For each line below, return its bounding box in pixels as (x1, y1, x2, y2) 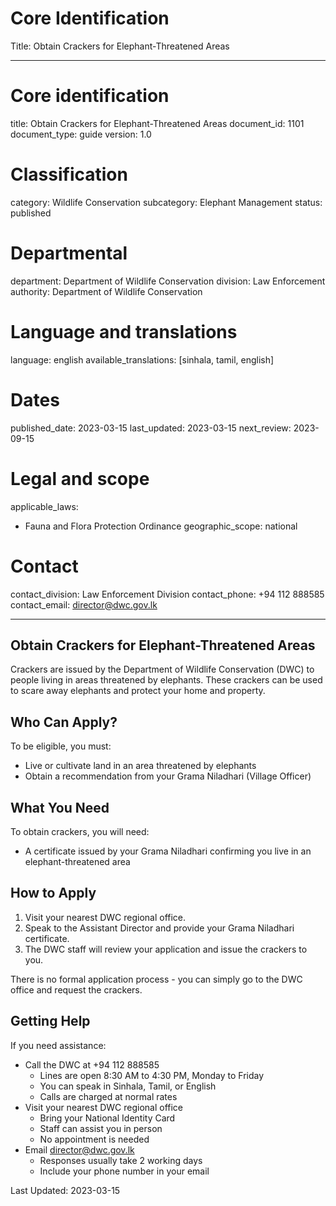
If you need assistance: (10, 1039, 107, 1051)
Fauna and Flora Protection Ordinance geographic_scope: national (24, 520, 298, 532)
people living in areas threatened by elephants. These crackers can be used (10, 674, 323, 686)
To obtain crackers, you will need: (10, 825, 150, 837)
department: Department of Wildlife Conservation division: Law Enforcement (10, 275, 326, 287)
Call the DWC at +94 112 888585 (24, 1058, 160, 1071)
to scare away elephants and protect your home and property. (10, 685, 266, 697)
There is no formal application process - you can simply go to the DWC (10, 973, 303, 985)
